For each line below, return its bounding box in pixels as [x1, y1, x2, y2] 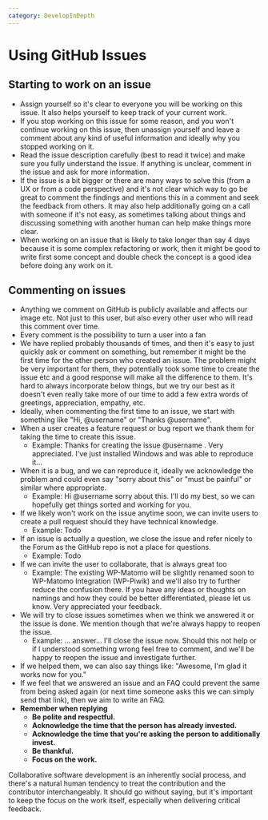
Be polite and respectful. [31, 712, 116, 722]
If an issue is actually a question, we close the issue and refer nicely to [19, 534, 254, 543]
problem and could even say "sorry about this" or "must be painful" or [19, 475, 252, 484]
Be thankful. [31, 746, 74, 756]
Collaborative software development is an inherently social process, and [8, 770, 246, 780]
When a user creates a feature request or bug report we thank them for [19, 424, 254, 433]
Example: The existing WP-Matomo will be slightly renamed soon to [31, 568, 254, 578]
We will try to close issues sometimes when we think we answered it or [19, 611, 254, 620]
